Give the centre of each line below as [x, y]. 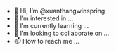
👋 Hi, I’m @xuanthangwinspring [59, 11]
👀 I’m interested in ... [44, 18]
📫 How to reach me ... [46, 41]
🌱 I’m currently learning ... [51, 26]
